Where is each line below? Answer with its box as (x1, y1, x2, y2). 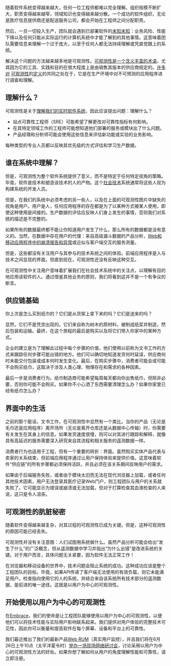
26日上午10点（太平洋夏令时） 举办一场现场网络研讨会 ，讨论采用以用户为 (5, 642, 158, 648)
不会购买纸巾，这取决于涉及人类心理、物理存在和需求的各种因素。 (5, 364, 144, 370)
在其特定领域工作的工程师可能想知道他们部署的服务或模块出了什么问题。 (12, 125, 164, 131)
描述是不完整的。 (14, 215, 50, 221)
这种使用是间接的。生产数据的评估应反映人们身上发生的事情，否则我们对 (9, 209, 161, 215)
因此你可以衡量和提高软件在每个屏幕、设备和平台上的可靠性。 (18, 625, 148, 631)
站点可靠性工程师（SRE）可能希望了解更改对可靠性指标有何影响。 (12, 119, 151, 125)
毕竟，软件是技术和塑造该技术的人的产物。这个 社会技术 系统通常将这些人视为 (5, 179, 166, 185)
